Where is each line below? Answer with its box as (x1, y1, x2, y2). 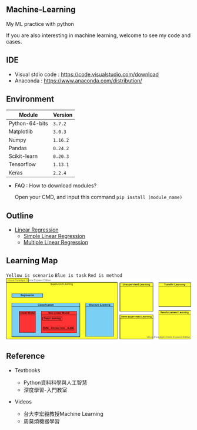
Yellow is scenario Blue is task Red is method (6, 272, 122, 279)
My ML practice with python (6, 20, 75, 27)
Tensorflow (8, 161, 36, 168)
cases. (6, 38, 22, 45)
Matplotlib (8, 128, 34, 135)
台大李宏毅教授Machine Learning (23, 410, 104, 417)
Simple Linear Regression (23, 233, 85, 239)
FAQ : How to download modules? (14, 182, 97, 189)
